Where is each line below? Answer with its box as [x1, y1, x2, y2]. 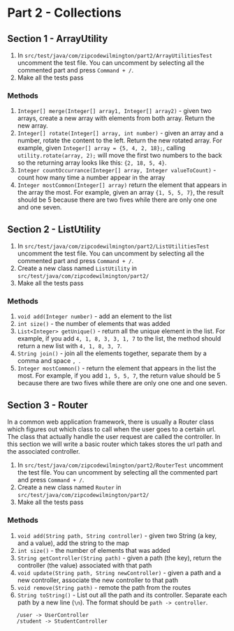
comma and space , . [17, 357, 81, 365]
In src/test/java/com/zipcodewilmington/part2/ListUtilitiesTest [17, 242, 210, 251]
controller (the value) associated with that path [17, 561, 152, 570]
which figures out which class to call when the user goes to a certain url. [7, 425, 217, 433]
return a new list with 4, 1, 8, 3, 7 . [17, 342, 122, 350]
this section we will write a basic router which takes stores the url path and [7, 440, 222, 448]
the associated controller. [7, 447, 80, 456]
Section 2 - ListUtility [7, 223, 101, 235]
